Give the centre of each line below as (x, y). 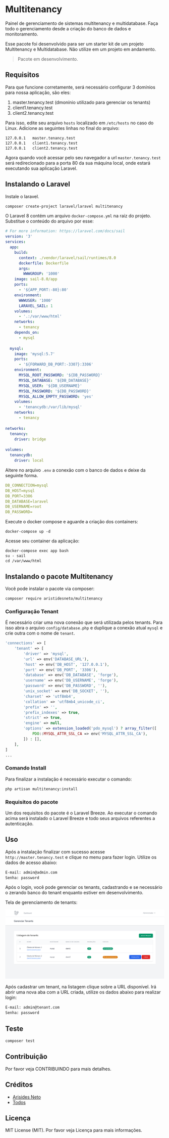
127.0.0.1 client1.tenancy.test (42, 143)
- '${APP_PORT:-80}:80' (44, 290)
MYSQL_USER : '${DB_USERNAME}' (50, 386)
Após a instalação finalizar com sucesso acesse (55, 852)
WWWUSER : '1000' (36, 300)
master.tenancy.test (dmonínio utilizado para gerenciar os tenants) (81, 102)
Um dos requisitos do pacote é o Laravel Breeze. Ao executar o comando (81, 813)
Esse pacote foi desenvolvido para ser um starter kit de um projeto (74, 43)
